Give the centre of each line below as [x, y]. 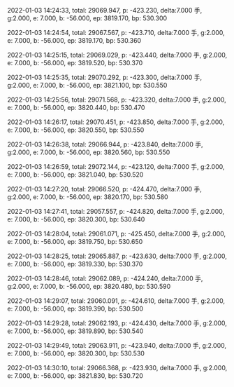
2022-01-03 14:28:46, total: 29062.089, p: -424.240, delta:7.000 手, [105, 278]
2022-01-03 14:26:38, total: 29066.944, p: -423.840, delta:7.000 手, [105, 144]
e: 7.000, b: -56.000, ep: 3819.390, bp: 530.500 [75, 308]
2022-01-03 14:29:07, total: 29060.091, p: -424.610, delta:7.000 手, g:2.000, [116, 301]
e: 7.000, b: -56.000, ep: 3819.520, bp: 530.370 [75, 63]
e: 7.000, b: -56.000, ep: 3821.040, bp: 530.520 [75, 175]
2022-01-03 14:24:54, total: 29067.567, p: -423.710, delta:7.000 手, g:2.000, [116, 33]
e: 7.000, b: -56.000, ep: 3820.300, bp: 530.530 [76, 353]
